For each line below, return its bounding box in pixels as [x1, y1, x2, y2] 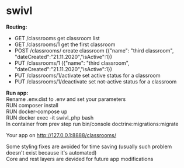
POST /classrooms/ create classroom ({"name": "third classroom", [14, 47, 174, 54]
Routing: [6, 23, 27, 30]
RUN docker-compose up [6, 108, 68, 115]
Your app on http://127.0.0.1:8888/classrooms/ [6, 131, 117, 138]
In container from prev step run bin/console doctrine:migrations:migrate [6, 120, 179, 127]
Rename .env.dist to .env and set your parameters [6, 95, 126, 103]
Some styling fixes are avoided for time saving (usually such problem [6, 143, 172, 150]
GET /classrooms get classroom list [14, 34, 100, 41]
